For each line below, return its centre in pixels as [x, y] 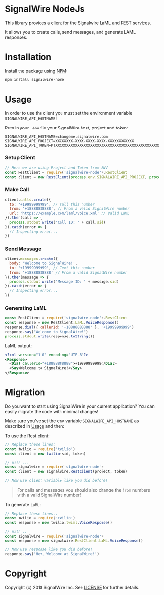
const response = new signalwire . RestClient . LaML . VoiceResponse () [74, 541]
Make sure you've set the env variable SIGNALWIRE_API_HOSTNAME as [72, 421]
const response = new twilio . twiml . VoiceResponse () [59, 523]
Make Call [17, 189]
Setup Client [20, 157]
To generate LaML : [23, 505]
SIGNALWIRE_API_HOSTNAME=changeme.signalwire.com [57, 137]
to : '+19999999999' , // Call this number [52, 204]
